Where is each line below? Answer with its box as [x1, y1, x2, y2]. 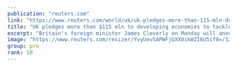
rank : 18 [7, 50, 33, 57]
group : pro [7, 43, 39, 50]
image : [7, 36, 27, 43]
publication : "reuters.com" [7, 10, 90, 17]
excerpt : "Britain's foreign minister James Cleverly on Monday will [7, 29, 217, 37]
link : [7, 17, 23, 24]
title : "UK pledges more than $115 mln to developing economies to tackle [7, 23, 232, 30]
